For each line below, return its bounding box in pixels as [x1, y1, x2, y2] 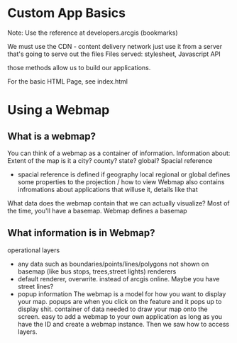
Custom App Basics [7, 5, 126, 21]
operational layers [7, 246, 60, 254]
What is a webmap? [7, 130, 96, 142]
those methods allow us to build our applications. [7, 63, 151, 72]
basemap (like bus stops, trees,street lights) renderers [17, 267, 177, 276]
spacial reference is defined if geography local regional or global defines [17, 170, 231, 179]
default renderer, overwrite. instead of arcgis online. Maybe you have [17, 274, 220, 283]
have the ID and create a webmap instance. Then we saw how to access [17, 320, 229, 328]
